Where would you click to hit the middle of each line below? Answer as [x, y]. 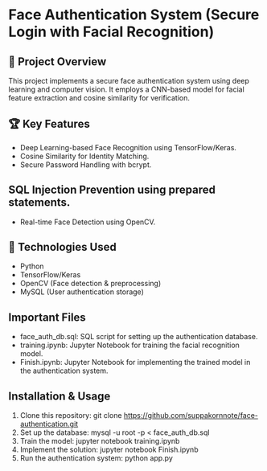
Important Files [47, 317]
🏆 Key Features [49, 124]
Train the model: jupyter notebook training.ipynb [100, 441]
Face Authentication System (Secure [134, 15]
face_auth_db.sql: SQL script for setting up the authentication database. [139, 337]
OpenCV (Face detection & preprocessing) [90, 284]
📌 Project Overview [58, 61]
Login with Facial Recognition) [111, 32]
